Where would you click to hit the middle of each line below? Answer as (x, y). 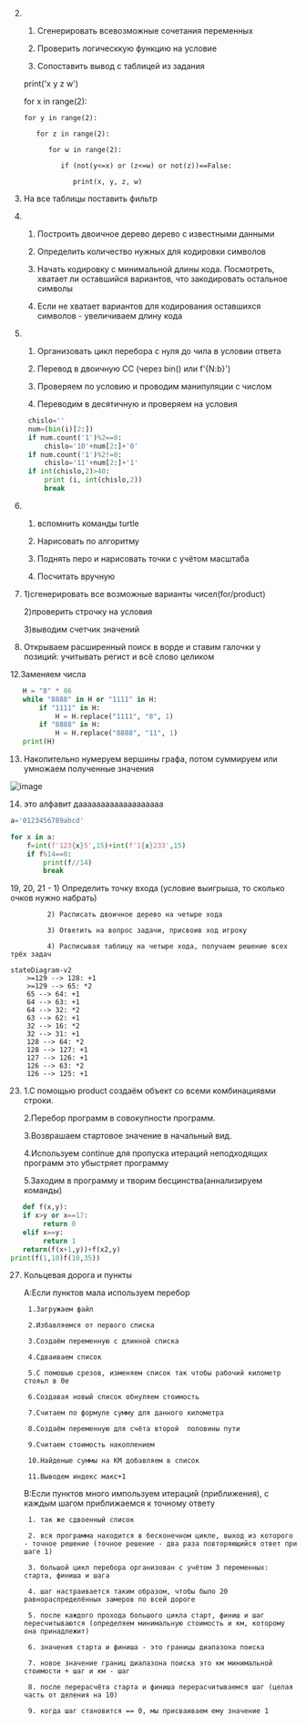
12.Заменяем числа (48, 674)
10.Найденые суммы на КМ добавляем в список (113, 1461)
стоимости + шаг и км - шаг (76, 1671)
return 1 (60, 1241)
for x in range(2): (55, 101)
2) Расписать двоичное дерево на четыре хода (135, 915)
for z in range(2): (73, 134)
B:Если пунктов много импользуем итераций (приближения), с (146, 1494)
